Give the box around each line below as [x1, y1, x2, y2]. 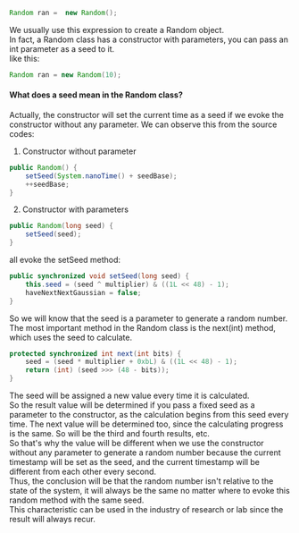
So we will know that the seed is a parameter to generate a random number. [9, 313, 288, 324]
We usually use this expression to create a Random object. [9, 24, 225, 35]
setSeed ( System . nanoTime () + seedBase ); [25, 171, 178, 181]
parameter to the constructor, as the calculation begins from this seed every [9, 410, 289, 420]
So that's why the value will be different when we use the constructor [9, 438, 265, 449]
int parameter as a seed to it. [9, 43, 115, 54]
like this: [9, 53, 40, 63]
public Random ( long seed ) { [9, 222, 114, 231]
